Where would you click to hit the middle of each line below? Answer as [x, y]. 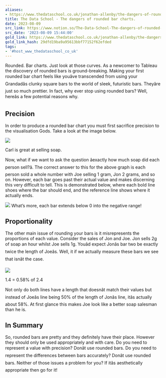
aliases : [14, 10]
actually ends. [19, 195]
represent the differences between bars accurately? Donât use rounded [78, 355]
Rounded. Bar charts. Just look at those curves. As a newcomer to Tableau [81, 65]
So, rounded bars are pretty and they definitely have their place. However [80, 337]
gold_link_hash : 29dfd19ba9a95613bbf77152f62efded [58, 42]
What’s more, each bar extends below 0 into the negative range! [76, 206]
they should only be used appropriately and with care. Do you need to [76, 342]
